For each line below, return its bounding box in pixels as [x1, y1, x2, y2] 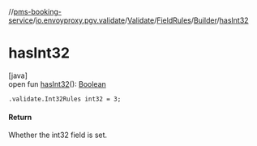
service [8, 15, 34, 25]
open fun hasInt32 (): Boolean [8, 79, 107, 88]
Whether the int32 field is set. [8, 130, 108, 140]
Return [8, 112, 32, 122]
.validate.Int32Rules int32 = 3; [8, 95, 122, 103]
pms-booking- [13, 7, 62, 16]
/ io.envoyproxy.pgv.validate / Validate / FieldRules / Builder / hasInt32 [32, 15, 249, 25]
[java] [8, 71, 28, 80]
